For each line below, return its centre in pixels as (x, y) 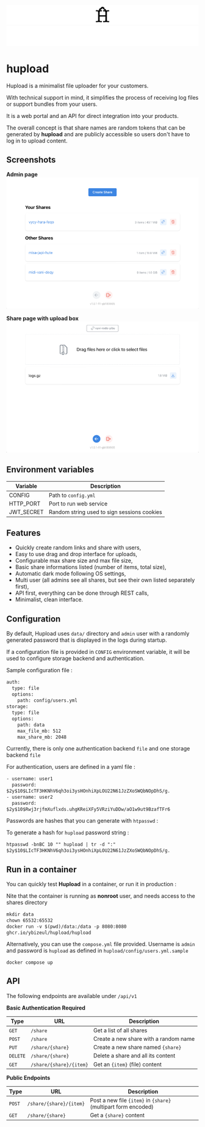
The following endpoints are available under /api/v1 (72, 996)
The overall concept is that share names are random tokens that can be (96, 128)
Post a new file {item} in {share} (131, 1100)
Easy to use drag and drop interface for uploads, (76, 554)
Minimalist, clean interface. (49, 600)
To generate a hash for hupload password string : (68, 832)
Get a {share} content (117, 1115)
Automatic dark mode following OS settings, (70, 574)
